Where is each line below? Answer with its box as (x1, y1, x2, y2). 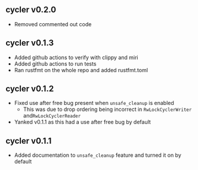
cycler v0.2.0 (5, 5, 57, 15)
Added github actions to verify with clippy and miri (14, 54, 138, 61)
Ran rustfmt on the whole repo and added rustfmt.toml (14, 66, 148, 73)
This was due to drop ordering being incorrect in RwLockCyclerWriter (23, 106, 192, 113)
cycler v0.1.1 (5, 135, 52, 146)
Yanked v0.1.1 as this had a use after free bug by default (14, 119, 151, 126)
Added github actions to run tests (14, 60, 97, 67)
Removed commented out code (14, 20, 92, 27)
